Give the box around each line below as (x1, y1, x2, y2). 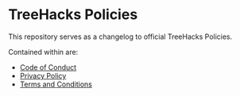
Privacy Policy (19, 71, 67, 80)
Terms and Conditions (19, 79, 93, 89)
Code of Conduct (19, 62, 77, 72)
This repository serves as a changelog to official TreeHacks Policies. (8, 32, 233, 41)
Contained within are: (8, 47, 79, 56)
